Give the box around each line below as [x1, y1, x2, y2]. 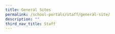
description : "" [5, 16, 40, 21]
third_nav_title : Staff [5, 21, 56, 26]
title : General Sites [5, 7, 51, 12]
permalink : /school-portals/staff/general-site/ [5, 12, 110, 17]
